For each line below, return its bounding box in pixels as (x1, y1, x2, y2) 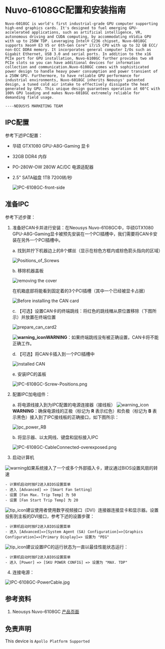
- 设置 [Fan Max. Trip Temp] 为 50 (5, 492, 76, 497)
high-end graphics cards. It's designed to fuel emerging (5, 25, 127, 30)
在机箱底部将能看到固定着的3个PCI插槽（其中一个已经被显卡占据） (12, 288, 148, 294)
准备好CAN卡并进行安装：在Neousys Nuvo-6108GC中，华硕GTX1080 (12, 224, 154, 230)
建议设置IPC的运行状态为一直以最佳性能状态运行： (26, 543, 128, 550)
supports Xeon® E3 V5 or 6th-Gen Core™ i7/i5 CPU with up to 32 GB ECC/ (5, 43, 158, 48)
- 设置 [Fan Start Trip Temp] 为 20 (5, 497, 79, 503)
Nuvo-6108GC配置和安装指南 (5, 4, 126, 16)
